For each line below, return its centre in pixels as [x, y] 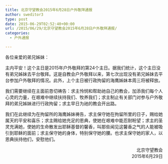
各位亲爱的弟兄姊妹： [27, 57]
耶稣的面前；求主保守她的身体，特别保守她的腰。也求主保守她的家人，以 [88, 133]
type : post [16, 19]
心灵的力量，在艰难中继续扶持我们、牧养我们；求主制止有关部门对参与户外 [82, 97]
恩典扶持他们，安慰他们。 [31, 139]
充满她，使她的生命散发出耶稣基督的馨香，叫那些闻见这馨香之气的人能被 [84, 126]
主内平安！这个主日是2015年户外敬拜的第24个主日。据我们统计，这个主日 [81, 68]
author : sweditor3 [24, 15]
